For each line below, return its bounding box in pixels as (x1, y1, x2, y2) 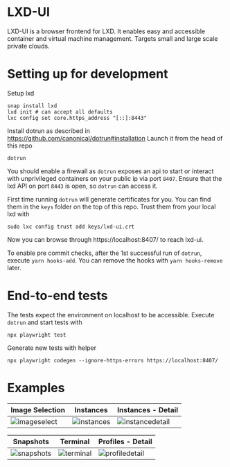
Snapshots (12, 437, 50, 446)
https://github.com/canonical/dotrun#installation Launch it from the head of (7, 134, 223, 142)
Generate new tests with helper (7, 344, 97, 352)
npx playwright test (7, 331, 67, 338)
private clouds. (7, 42, 50, 50)
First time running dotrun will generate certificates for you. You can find (7, 195, 211, 203)
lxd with (7, 209, 30, 218)
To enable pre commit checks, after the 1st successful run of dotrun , (7, 249, 202, 257)
